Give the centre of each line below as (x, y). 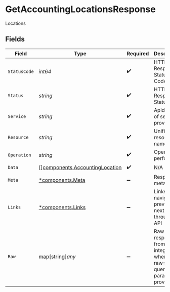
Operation (19, 155)
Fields (15, 39)
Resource (18, 137)
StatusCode (21, 71)
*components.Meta (62, 180)
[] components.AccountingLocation (80, 168)
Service (17, 116)
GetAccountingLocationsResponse (80, 9)
